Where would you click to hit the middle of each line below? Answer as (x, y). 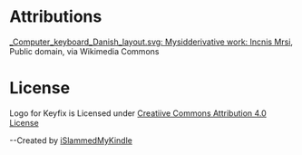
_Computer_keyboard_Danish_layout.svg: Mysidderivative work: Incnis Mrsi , (151, 42)
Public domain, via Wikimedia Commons (84, 51)
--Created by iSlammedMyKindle (71, 140)
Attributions (56, 17)
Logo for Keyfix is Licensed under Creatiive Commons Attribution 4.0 (138, 113)
